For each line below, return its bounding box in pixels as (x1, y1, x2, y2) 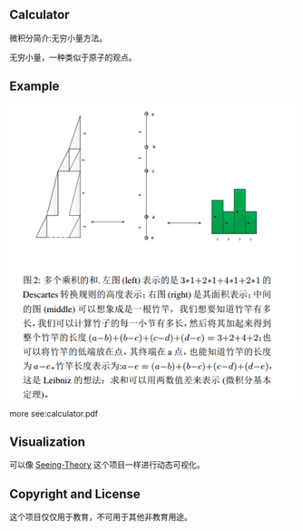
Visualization (9, 435, 86, 450)
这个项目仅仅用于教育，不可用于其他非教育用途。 (9, 512, 192, 523)
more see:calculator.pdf (9, 408, 99, 418)
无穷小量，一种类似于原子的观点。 (9, 52, 137, 63)
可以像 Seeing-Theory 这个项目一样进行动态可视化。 (9, 459, 206, 470)
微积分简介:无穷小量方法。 (9, 32, 108, 44)
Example (9, 79, 60, 94)
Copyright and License (9, 486, 141, 502)
